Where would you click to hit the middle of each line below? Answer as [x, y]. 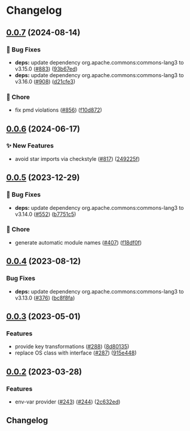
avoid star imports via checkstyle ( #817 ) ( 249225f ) [77, 158]
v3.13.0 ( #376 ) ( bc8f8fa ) [45, 298]
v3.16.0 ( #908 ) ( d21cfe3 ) [45, 81]
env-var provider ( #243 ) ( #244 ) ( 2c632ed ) [68, 402]
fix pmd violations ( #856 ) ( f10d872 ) [59, 110]
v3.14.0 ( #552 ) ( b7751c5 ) [45, 214]
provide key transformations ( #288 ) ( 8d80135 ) [72, 347]
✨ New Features [30, 146]
